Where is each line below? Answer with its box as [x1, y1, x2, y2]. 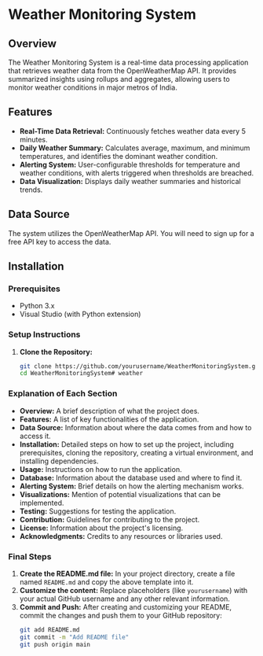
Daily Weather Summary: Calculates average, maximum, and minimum [19, 143, 250, 153]
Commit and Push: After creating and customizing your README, [19, 602, 232, 611]
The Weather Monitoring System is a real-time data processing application [8, 57, 249, 67]
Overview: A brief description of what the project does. [19, 406, 200, 415]
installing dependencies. [19, 456, 100, 466]
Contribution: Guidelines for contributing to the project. [19, 514, 200, 524]
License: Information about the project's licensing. [19, 523, 184, 533]
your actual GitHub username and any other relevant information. [19, 594, 230, 603]
